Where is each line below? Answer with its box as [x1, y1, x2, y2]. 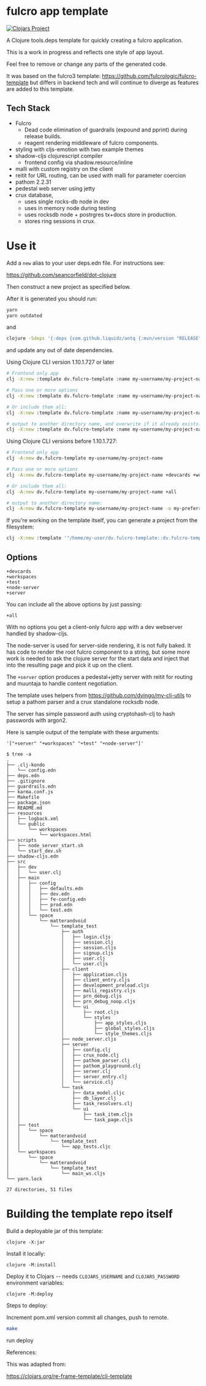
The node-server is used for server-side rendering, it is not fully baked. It [6, 642, 191, 649]
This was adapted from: [6, 1360, 66, 1368]
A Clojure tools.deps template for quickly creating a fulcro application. [6, 36, 183, 44]
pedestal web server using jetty [15, 184, 96, 192]
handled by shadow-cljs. [6, 630, 69, 637]
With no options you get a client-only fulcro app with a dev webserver [6, 624, 183, 630]
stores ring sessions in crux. [24, 217, 96, 225]
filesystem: [6, 523, 34, 531]
